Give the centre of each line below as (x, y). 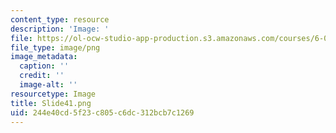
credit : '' (42, 76)
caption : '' (44, 66)
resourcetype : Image (53, 94)
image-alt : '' (48, 85)
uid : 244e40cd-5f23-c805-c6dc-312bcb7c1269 (102, 112)
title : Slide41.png (51, 103)
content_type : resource (60, 19)
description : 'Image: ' (60, 29)
